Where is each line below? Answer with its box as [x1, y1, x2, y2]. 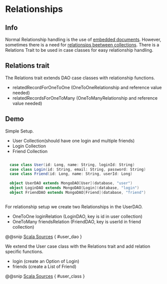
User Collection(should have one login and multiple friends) [12, 138, 135, 143]
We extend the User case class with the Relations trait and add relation [5, 243, 151, 249]
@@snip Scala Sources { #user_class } [5, 273, 85, 279]
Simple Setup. [5, 128, 34, 134]
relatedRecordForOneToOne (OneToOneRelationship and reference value [12, 84, 162, 90]
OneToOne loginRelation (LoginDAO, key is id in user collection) [12, 213, 143, 219]
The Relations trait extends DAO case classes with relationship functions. [5, 75, 156, 81]
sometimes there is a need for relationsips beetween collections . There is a [5, 42, 160, 48]
